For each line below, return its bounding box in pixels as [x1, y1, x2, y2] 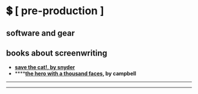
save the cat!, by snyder [14, 64, 75, 71]
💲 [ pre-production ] [6, 4, 104, 18]
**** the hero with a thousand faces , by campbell [14, 70, 137, 77]
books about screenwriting [6, 48, 108, 58]
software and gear [6, 28, 75, 38]
